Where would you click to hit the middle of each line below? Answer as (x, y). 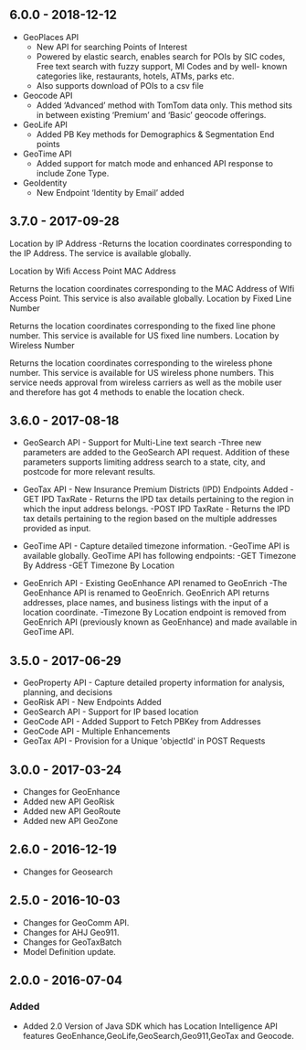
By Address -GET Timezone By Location (99, 565)
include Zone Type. (73, 173)
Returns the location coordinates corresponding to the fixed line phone (142, 326)
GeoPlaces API (51, 37)
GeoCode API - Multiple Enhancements (96, 732)
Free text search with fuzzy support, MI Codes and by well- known (162, 66)
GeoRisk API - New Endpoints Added (92, 702)
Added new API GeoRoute (72, 811)
